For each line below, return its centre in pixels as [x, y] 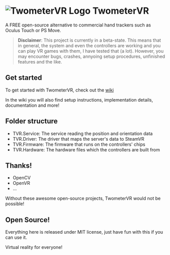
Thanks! [19, 165]
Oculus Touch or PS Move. [33, 30]
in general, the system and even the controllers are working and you [89, 45]
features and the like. [40, 61]
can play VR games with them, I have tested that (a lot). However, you [91, 51]
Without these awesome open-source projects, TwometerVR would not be [83, 199]
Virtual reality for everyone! [34, 247]
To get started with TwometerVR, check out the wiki [60, 90]
